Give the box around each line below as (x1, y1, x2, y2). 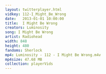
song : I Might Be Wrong (5, 30, 53, 35)
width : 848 (5, 39, 27, 44)
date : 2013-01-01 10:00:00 (5, 16, 64, 21)
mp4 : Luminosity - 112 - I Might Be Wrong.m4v (5, 52, 101, 57)
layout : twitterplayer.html (5, 7, 62, 12)
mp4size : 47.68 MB (5, 57, 42, 62)
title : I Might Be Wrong (5, 20, 57, 26)
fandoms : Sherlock (5, 48, 42, 53)
